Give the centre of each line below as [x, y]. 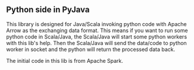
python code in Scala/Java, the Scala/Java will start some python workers [97, 36]
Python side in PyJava [48, 10]
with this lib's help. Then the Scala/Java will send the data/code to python [97, 43]
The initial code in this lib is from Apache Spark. [65, 61]
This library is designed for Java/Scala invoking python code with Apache [96, 24]
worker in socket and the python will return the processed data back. [91, 49]
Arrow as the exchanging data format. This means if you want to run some [97, 30]
